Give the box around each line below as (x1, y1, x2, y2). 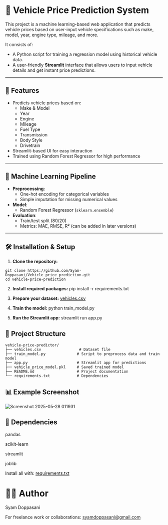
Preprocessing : (12, 186, 45, 192)
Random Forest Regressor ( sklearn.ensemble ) (19, 207, 114, 213)
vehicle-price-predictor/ (5, 343, 59, 348)
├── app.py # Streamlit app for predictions (5, 361, 146, 366)
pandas (5, 431, 21, 437)
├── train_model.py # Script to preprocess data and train (5, 352, 160, 357)
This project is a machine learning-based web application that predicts (5, 21, 151, 27)
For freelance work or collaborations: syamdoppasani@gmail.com (5, 514, 141, 520)
